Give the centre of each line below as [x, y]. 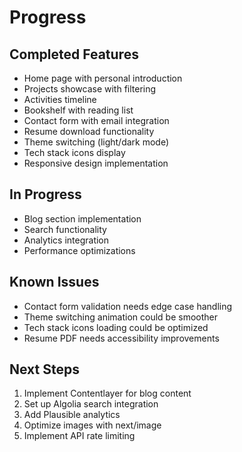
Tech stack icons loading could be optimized [116, 327]
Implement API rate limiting [79, 436]
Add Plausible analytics [72, 415]
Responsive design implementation [96, 163]
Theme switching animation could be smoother [120, 317]
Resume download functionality [89, 131]
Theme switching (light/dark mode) [96, 142]
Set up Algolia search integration [91, 404]
